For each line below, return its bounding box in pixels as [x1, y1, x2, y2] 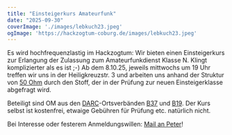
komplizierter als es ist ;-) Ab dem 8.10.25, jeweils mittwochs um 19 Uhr [7, 63, 210, 72]
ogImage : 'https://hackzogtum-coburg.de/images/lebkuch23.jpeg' [7, 29, 197, 37]
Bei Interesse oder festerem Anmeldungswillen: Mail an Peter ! [7, 120, 184, 129]
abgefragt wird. [7, 86, 52, 94]
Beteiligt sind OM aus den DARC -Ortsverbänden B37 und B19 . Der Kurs [7, 99, 210, 108]
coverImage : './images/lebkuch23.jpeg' [7, 23, 123, 30]
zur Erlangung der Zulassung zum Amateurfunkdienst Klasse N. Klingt [7, 56, 207, 65]
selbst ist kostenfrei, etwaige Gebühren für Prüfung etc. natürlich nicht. [7, 106, 210, 115]
